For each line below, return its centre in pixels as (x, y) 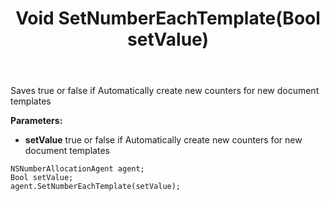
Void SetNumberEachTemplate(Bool (168, 18)
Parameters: (36, 121)
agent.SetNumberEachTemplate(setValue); (96, 187)
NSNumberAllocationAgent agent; (77, 169)
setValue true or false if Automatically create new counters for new (163, 140)
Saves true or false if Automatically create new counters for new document (165, 91)
